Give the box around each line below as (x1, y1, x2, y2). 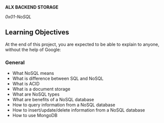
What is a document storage (12, 86, 71, 92)
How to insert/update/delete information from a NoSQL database (12, 107, 145, 113)
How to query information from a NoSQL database (12, 102, 115, 108)
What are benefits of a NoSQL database (12, 97, 94, 103)
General (5, 59, 25, 66)
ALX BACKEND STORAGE (5, 4, 59, 10)
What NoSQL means (12, 70, 54, 76)
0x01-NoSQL (5, 14, 31, 19)
